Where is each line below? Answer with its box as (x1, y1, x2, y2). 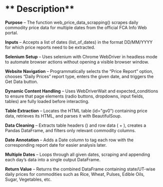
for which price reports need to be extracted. (5, 44, 95, 50)
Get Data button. (5, 79, 38, 85)
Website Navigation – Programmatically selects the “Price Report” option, (5, 68, 153, 74)
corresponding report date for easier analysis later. (5, 142, 107, 148)
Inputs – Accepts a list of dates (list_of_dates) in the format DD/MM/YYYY (5, 39, 153, 45)
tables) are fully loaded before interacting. (5, 98, 90, 104)
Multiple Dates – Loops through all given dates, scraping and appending (5, 152, 150, 157)
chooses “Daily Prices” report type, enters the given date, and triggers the (5, 73, 154, 79)
